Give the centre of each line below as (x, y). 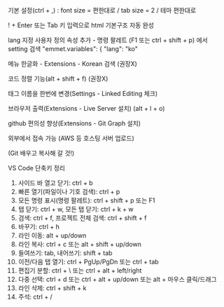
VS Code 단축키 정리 (37, 168)
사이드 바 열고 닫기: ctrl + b (55, 183)
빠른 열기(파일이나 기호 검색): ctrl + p (69, 192)
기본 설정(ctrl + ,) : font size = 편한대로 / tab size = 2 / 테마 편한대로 (102, 10)
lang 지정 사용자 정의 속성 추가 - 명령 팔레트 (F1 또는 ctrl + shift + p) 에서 (108, 40)
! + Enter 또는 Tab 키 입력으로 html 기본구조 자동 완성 (81, 25)
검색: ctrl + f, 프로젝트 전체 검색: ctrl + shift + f (82, 218)
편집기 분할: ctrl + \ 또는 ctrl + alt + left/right (80, 271)
